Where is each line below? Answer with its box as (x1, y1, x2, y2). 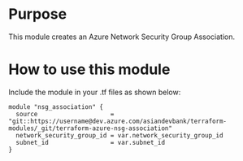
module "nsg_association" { (8, 102, 104, 111)
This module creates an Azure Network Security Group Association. (8, 32, 236, 41)
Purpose (8, 5, 67, 24)
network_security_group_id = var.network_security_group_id (15, 131, 223, 139)
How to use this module (8, 60, 171, 79)
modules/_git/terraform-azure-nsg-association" (8, 124, 173, 133)
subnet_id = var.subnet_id (15, 138, 165, 146)
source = (15, 110, 115, 118)
